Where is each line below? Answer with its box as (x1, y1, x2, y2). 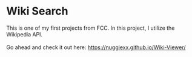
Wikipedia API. (6, 30, 43, 38)
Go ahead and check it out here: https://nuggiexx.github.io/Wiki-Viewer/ (6, 44, 186, 51)
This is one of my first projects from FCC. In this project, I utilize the (6, 24, 175, 32)
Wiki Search (6, 4, 68, 18)
